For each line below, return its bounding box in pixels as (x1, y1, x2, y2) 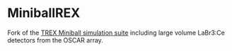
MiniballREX (7, 5, 81, 21)
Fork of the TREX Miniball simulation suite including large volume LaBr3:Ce (7, 28, 225, 37)
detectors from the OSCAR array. (7, 35, 104, 44)
